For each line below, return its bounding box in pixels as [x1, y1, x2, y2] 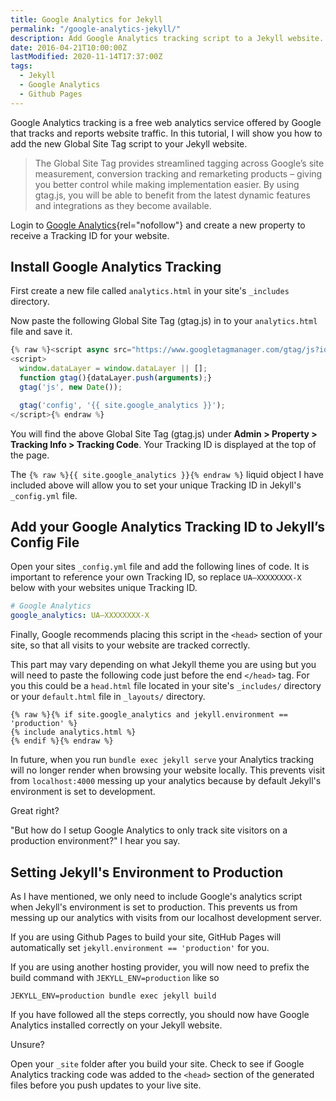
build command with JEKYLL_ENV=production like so [10, 971, 220, 983]
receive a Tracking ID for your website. [10, 229, 170, 241]
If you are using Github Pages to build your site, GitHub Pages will [10, 931, 282, 943]
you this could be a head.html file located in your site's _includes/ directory [10, 680, 322, 692]
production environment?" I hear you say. [10, 835, 181, 847]
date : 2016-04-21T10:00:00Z [10, 42, 128, 53]
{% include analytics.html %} [10, 727, 137, 738]
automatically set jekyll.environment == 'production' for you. [10, 941, 270, 953]
